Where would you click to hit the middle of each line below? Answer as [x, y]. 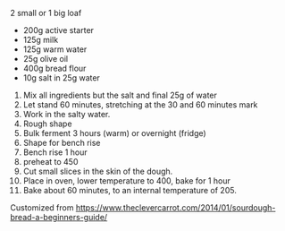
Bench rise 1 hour [55, 152]
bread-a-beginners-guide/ [59, 217]
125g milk [41, 40]
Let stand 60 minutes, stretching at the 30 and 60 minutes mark [140, 105]
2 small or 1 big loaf [46, 13]
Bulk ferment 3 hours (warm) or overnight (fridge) [114, 133]
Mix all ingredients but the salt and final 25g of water [120, 95]
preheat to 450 [50, 162]
